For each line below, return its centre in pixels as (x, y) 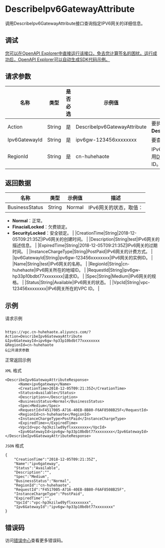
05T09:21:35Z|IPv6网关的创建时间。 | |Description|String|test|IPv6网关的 (86, 239)
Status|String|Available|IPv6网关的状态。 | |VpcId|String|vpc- (88, 283)
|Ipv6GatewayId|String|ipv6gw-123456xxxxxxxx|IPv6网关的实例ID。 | (82, 258)
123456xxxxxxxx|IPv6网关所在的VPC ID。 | (56, 289)
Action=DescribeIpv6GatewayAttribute (44, 336)
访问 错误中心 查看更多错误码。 (35, 540)
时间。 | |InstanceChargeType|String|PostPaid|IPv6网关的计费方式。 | (82, 252)
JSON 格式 (14, 446)
